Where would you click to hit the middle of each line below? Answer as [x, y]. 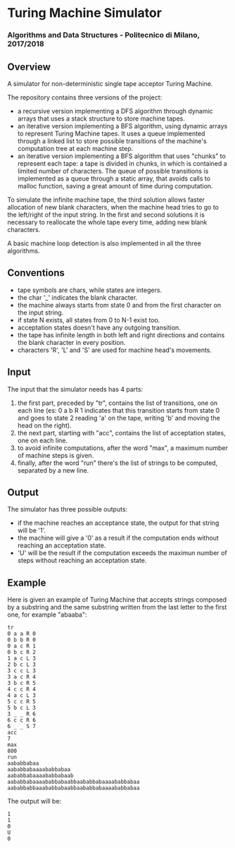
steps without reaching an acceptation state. [82, 561]
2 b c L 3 [22, 665]
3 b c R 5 [22, 683]
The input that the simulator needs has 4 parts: [75, 389]
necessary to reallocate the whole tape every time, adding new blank [107, 222]
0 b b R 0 [22, 640]
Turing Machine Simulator [84, 13]
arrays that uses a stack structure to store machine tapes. [101, 119]
